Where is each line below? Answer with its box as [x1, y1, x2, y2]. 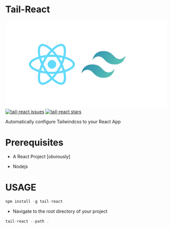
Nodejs [12, 163, 28, 170]
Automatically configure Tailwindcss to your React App [5, 119, 121, 125]
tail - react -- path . [5, 219, 50, 224]
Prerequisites [5, 137, 64, 148]
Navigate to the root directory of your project [12, 209, 108, 215]
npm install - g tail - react [5, 199, 63, 204]
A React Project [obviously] [12, 154, 71, 160]
